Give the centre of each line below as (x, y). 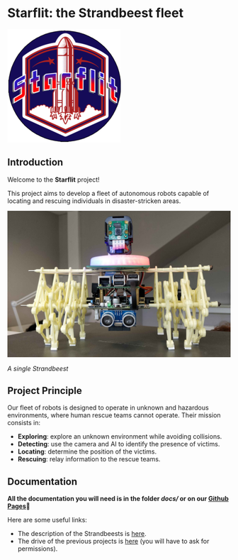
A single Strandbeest (38, 368)
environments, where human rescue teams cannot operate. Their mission (114, 415)
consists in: (24, 423)
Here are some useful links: (47, 520)
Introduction (35, 162)
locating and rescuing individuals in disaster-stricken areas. (94, 201)
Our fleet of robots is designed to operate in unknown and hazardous (108, 408)
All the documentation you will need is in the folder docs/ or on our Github (118, 499)
